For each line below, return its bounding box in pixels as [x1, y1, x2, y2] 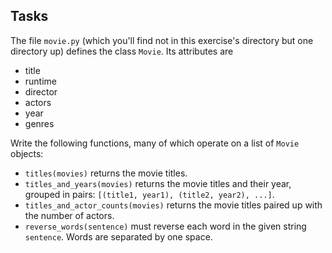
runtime [24, 75, 58, 87]
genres [24, 117, 55, 129]
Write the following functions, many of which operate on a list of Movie [10, 137, 300, 149]
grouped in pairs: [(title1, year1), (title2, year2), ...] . [24, 188, 275, 200]
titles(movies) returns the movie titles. [24, 167, 188, 179]
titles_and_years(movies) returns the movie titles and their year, [24, 177, 292, 189]
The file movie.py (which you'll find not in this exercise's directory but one [10, 34, 314, 46]
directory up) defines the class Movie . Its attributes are [10, 45, 234, 57]
